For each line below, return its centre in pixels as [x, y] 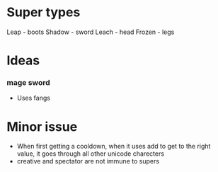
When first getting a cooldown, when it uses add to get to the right [114, 147]
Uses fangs [34, 98]
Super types [44, 12]
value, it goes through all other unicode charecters [90, 154]
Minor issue [42, 126]
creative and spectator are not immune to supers [88, 161]
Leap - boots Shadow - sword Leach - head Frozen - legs [91, 32]
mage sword [28, 83]
